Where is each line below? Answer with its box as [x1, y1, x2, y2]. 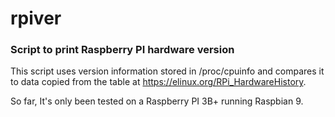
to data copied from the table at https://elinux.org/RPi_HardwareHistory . [10, 76, 307, 88]
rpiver [10, 7, 62, 30]
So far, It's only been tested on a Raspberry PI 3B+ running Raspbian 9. [10, 95, 304, 107]
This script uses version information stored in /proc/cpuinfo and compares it [10, 65, 325, 77]
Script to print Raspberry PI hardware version [10, 43, 235, 57]
